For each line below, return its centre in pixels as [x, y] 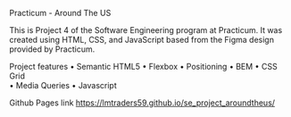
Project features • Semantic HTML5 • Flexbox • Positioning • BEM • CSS [144, 67]
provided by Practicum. [52, 49]
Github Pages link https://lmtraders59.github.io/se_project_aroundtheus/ [142, 103]
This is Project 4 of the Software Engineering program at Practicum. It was [146, 30]
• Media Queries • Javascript [63, 85]
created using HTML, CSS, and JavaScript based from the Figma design [142, 40]
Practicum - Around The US [60, 13]
